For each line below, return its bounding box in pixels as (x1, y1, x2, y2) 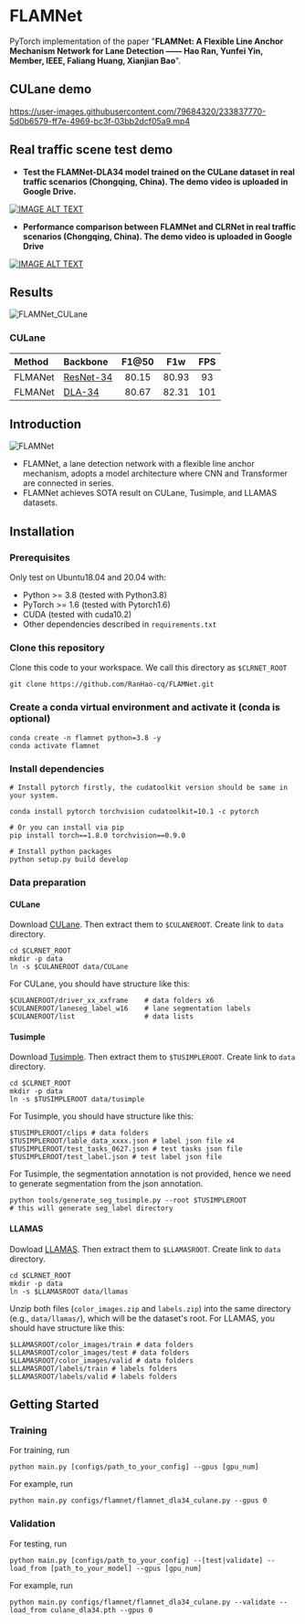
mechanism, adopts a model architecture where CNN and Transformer (22, 468, 288, 480)
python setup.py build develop (9, 855, 129, 864)
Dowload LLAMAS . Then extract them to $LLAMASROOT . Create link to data (9, 1243, 281, 1254)
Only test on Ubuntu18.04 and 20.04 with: (9, 572, 167, 583)
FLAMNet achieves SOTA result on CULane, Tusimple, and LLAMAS (22, 488, 277, 499)
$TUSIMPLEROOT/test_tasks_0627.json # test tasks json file (9, 1144, 244, 1154)
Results (9, 284, 54, 300)
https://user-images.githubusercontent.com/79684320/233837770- (9, 106, 267, 117)
